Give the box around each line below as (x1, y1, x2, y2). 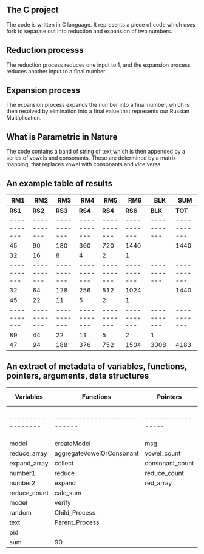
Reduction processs (6, 45, 84, 55)
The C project (6, 5, 59, 15)
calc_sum (54, 488, 82, 497)
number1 (9, 468, 36, 477)
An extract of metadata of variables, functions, (6, 361, 187, 372)
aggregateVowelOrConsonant (54, 449, 139, 458)
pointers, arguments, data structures (6, 371, 149, 381)
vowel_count (144, 449, 181, 458)
